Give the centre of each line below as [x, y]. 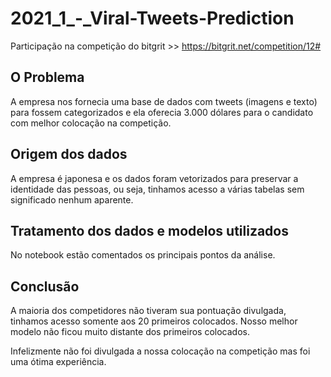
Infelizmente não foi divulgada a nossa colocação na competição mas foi [160, 351]
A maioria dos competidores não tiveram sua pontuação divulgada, [148, 311]
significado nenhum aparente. [72, 199]
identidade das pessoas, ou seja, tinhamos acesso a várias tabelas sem [157, 189]
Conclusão [45, 286]
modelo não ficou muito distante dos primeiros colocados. [130, 332]
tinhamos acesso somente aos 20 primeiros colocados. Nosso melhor [154, 321]
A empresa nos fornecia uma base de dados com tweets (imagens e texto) [164, 101]
